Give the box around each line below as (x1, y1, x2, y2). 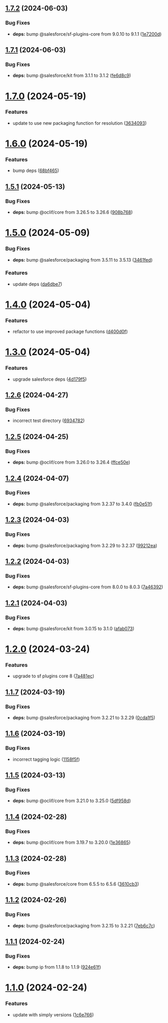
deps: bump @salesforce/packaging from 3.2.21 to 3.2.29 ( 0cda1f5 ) (12, 715, 155, 721)
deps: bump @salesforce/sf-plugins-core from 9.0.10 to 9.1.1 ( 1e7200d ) (12, 31, 162, 37)
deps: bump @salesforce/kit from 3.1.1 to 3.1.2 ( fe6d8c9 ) (12, 72, 131, 78)
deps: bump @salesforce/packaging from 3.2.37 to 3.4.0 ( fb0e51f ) (12, 501, 153, 507)
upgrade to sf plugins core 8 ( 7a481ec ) (12, 673, 95, 679)
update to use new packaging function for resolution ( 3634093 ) (12, 120, 147, 126)
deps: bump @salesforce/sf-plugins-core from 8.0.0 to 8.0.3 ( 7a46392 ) (12, 584, 163, 590)
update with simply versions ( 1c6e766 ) (12, 1011, 94, 1017)
